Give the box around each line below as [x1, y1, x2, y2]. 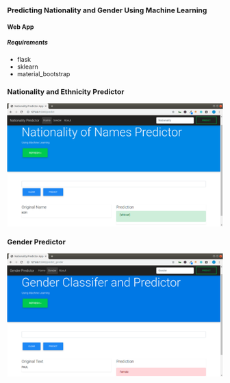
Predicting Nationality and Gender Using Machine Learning [7, 5, 207, 15]
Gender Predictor [7, 237, 66, 247]
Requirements [7, 38, 48, 47]
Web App [7, 23, 34, 31]
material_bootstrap [16, 70, 71, 78]
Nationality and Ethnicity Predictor [7, 87, 125, 97]
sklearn [16, 62, 39, 71]
